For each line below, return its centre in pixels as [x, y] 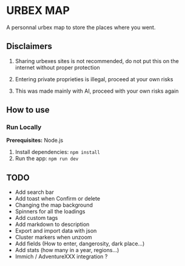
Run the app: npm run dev [47, 159]
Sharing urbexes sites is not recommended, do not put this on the [97, 61]
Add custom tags [36, 218]
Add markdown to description [52, 224]
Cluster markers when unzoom [53, 238]
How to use [28, 110]
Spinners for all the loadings [50, 211]
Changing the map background [54, 205]
